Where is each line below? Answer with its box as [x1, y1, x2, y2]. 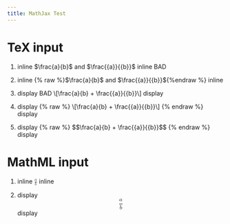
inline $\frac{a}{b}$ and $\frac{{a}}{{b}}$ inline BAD [17, 63, 167, 71]
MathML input [7, 154, 89, 170]
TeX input [7, 39, 64, 55]
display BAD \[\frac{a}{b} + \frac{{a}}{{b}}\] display [17, 89, 164, 97]
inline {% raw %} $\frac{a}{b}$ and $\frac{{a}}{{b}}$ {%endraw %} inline [17, 76, 224, 84]
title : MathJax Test [7, 10, 67, 17]
